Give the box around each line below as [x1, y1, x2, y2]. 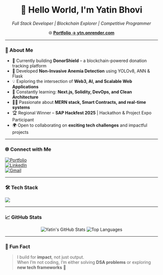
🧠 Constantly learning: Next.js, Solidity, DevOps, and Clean [12, 89, 132, 95]
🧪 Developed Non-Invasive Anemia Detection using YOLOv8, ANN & [12, 68, 150, 74]
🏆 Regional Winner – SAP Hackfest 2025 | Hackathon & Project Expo [12, 110, 152, 116]
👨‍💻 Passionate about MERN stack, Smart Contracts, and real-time [12, 99, 147, 105]
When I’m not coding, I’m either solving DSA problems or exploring [16, 259, 151, 265]
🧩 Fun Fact [5, 243, 31, 250]
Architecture [12, 94, 39, 100]
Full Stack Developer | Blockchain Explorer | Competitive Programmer [12, 20, 151, 26]
